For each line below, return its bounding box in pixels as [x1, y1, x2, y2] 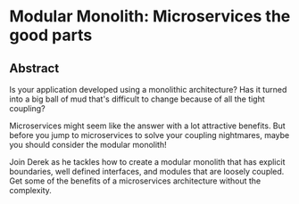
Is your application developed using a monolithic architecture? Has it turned [9, 85, 287, 94]
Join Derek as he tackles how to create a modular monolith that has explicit [9, 157, 286, 167]
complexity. [9, 185, 52, 195]
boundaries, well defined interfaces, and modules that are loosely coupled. [9, 167, 285, 176]
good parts [9, 25, 93, 45]
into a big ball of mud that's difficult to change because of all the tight [9, 94, 265, 104]
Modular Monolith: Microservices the [9, 6, 291, 27]
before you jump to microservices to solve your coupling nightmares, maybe [9, 130, 290, 140]
